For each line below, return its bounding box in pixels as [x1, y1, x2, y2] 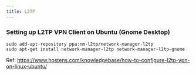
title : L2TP [6, 8, 35, 15]
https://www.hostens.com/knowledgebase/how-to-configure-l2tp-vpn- [17, 56, 190, 63]
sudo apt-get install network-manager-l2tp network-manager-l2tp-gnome [6, 46, 185, 52]
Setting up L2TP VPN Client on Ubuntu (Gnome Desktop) [6, 28, 170, 36]
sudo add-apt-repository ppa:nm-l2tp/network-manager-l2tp [6, 41, 154, 47]
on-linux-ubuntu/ [6, 63, 48, 70]
